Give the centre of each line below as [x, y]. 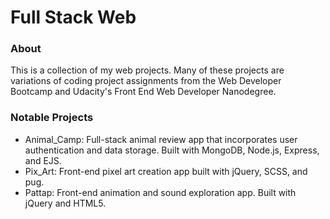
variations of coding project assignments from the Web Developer [146, 81]
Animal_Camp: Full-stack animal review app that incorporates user [161, 139]
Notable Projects [52, 118]
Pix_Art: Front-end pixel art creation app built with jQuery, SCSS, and [166, 171]
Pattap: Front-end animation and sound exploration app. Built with [160, 192]
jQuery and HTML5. [65, 203]
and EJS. [43, 160]
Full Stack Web [73, 17]
